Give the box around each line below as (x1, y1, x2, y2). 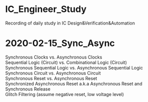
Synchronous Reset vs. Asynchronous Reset (5, 75, 97, 81)
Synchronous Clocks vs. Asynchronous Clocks (5, 54, 102, 60)
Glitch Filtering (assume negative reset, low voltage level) (5, 91, 124, 97)
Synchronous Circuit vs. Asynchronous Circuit (5, 70, 101, 76)
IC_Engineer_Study (5, 3, 87, 15)
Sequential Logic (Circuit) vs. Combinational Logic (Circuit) (5, 59, 127, 65)
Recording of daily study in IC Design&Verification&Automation (5, 20, 135, 26)
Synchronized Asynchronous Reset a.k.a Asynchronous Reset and (5, 80, 142, 86)
